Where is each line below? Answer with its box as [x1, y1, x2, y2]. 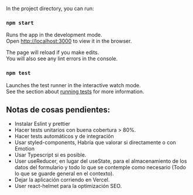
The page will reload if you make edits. [6, 49, 99, 56]
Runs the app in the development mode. [6, 32, 102, 39]
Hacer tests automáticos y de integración [14, 133, 114, 140]
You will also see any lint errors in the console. [6, 55, 118, 62]
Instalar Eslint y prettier [14, 120, 71, 128]
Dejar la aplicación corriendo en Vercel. [14, 176, 110, 183]
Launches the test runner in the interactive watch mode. [6, 81, 142, 88]
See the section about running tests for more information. [6, 88, 144, 95]
